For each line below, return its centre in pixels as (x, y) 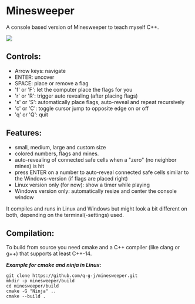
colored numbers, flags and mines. (57, 153)
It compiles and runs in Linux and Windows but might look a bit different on (97, 208)
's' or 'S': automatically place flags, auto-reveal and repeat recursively (100, 102)
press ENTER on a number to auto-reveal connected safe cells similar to (102, 172)
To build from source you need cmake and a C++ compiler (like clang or (93, 248)
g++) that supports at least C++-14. (49, 253)
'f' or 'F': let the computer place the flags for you (73, 89)
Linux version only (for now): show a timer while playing (82, 185)
